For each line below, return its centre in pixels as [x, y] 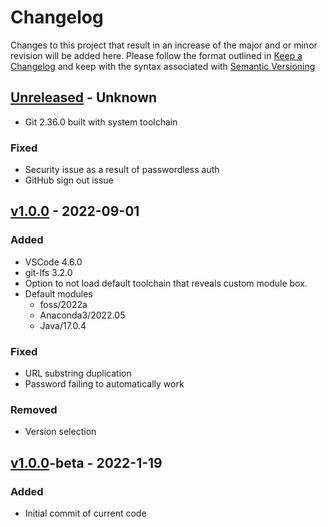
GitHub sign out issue [69, 180]
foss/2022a [63, 304]
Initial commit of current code [85, 513]
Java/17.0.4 [63, 325]
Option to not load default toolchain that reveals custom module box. [166, 283]
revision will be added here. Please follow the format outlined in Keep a [156, 55]
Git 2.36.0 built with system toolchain [101, 122]
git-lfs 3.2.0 [48, 272]
